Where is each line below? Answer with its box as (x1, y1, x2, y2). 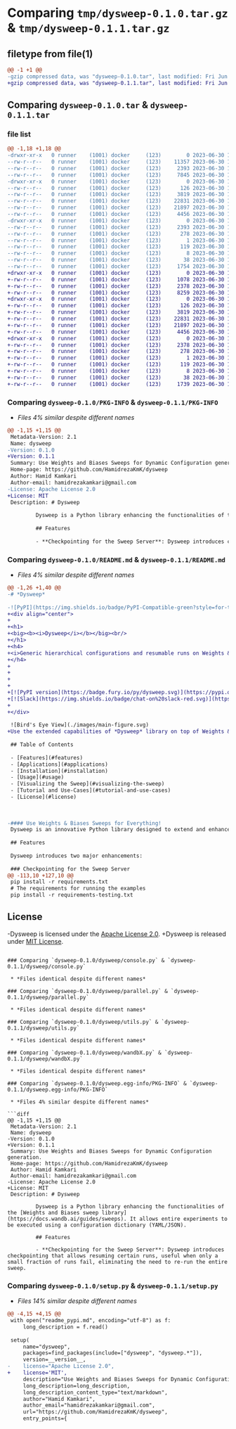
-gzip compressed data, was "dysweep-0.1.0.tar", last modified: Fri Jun (7, 72, 228, 80)
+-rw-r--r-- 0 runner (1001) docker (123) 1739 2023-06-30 (7, 380, 225, 387)
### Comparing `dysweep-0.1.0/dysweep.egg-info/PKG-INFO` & (7, 1079, 188, 1087)
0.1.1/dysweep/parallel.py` (7, 994, 90, 1001)
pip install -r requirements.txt (10, 878, 109, 885)
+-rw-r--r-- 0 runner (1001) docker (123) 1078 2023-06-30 (7, 276, 225, 283)
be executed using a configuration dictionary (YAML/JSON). (7, 1222, 188, 1229)
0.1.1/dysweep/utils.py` (7, 1025, 80, 1032)
